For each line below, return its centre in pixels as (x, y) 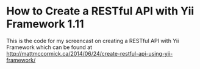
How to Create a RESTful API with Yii (100, 11)
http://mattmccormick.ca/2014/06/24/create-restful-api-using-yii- (90, 53)
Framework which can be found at (49, 47)
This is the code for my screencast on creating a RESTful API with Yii (93, 41)
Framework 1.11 (45, 24)
